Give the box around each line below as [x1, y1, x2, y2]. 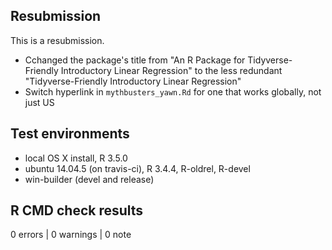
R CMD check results [10, 202, 144, 219]
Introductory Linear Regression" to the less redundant [60, 64, 283, 76]
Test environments [10, 125, 130, 143]
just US [24, 96, 55, 108]
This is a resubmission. [10, 34, 105, 46]
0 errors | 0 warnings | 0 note [10, 229, 132, 241]
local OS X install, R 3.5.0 [24, 152, 128, 164]
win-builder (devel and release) [24, 173, 155, 185]
